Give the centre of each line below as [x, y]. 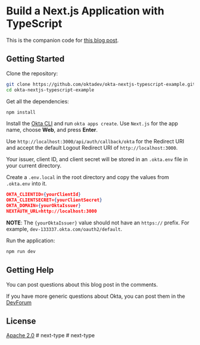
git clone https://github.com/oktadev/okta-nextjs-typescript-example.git [101, 84]
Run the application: [31, 241]
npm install [21, 112]
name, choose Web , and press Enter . [52, 130]
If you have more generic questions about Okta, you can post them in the [96, 296]
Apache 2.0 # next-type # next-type [51, 335]
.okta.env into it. [26, 184]
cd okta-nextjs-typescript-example [50, 90]
